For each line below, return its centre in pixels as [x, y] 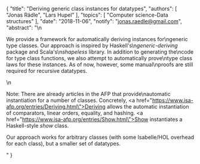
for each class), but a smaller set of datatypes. [64, 143]
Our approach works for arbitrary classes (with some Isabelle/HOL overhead [100, 137]
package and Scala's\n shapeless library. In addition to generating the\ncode [100, 52]
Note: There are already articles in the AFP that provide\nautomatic [89, 94]
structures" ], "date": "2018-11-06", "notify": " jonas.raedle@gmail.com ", [94, 21]
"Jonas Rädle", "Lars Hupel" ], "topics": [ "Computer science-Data [87, 15]
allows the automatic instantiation [148, 106]
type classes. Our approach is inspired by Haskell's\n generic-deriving [92, 45]
